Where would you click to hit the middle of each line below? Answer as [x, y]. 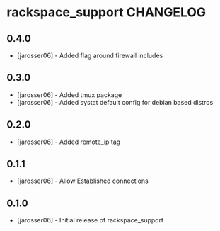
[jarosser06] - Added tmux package [69, 95]
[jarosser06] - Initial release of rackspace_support [90, 220]
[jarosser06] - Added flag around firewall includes [90, 55]
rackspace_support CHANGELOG [106, 12]
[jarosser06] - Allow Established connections [83, 181]
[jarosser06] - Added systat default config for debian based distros [115, 102]
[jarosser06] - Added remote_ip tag [69, 142]
